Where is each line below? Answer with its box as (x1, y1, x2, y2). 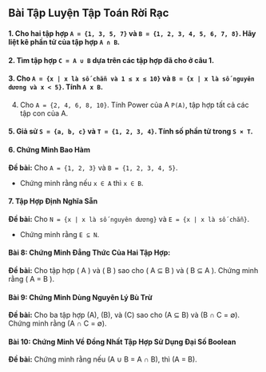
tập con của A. (19, 108, 69, 118)
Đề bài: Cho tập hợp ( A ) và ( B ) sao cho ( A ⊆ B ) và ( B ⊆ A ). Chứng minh (8, 265, 259, 275)
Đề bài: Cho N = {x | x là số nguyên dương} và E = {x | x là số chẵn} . (8, 214, 250, 224)
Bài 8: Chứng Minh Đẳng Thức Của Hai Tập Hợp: (8, 247, 171, 258)
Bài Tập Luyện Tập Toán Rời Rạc (8, 6, 169, 20)
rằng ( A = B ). (8, 274, 55, 283)
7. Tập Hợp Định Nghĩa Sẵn (8, 196, 98, 206)
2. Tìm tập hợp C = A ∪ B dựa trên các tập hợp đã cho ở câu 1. (8, 55, 214, 65)
